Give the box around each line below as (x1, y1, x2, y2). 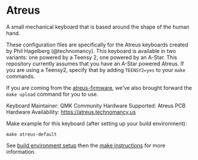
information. (6, 148, 36, 155)
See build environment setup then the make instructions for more (6, 142, 165, 149)
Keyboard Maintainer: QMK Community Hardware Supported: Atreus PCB (6, 102, 186, 109)
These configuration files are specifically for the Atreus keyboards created (6, 41, 188, 48)
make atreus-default (6, 131, 58, 137)
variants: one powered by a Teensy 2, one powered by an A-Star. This (6, 54, 177, 61)
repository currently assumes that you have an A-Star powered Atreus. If (6, 60, 184, 67)
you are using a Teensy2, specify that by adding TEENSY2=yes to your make (6, 66, 186, 73)
